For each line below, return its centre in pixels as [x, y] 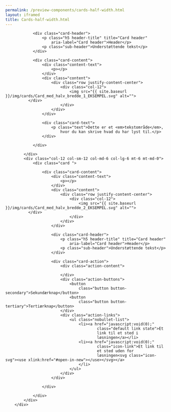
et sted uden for [115, 351]
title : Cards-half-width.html [38, 19]
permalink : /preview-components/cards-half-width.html [65, 10]
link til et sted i [118, 333]
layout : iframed [23, 15]
